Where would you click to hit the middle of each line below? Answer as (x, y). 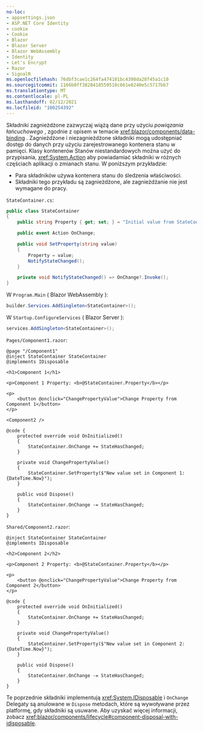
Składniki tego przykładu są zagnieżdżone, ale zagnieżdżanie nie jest (101, 182)
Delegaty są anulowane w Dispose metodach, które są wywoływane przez (98, 704)
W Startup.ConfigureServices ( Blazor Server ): (65, 317)
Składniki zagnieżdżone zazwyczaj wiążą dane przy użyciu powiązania (95, 125)
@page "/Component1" (32, 351)
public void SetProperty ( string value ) (67, 244)
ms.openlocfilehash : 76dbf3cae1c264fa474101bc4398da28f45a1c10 (88, 79)
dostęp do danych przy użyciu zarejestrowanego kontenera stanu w (91, 144)
